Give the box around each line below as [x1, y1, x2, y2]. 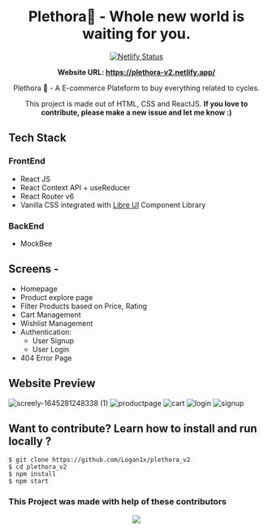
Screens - [8, 262, 59, 276]
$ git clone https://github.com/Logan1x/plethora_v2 [8, 456, 191, 464]
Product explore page [19, 292, 93, 302]
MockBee [19, 238, 53, 248]
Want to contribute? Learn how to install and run [8, 421, 257, 435]
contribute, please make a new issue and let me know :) [41, 107, 232, 117]
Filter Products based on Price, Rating [19, 301, 148, 311]
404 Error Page [19, 353, 72, 363]
